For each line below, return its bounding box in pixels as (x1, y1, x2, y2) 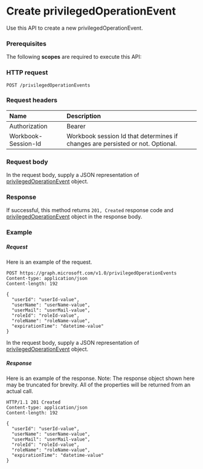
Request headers (6, 96, 58, 104)
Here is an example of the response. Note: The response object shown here (6, 374, 195, 382)
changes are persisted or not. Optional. (66, 139, 177, 148)
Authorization (9, 122, 48, 130)
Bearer (66, 122, 86, 130)
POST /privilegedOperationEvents (6, 82, 91, 88)
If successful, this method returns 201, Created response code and (6, 207, 174, 214)
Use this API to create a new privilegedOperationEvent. (6, 24, 143, 32)
